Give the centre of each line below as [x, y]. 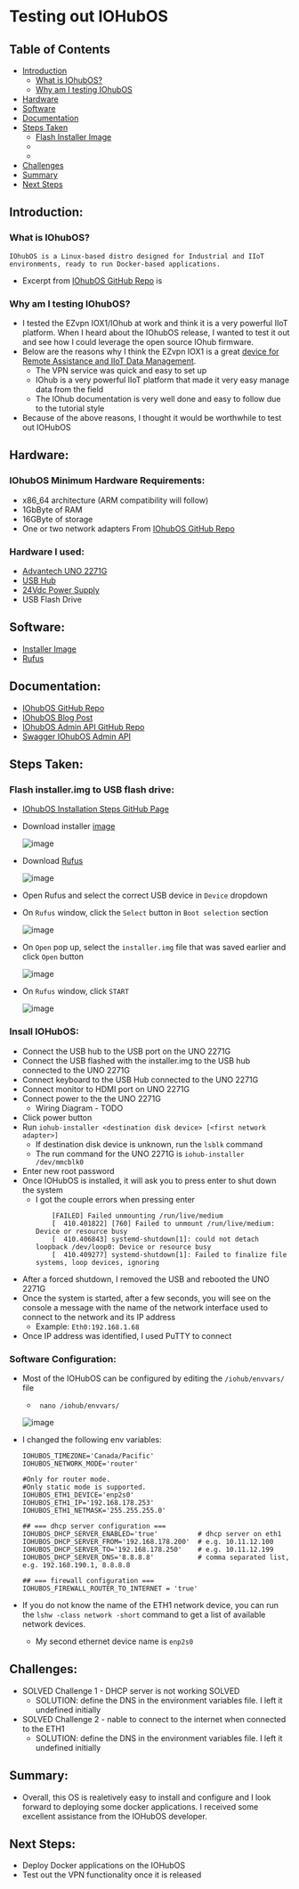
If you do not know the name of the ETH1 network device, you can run [150, 1605]
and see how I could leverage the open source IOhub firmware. [137, 341]
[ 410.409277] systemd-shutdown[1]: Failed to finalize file [170, 1254]
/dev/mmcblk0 [60, 1162]
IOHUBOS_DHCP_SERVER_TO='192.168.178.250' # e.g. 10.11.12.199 [148, 1549]
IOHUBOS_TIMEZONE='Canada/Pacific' [88, 1456]
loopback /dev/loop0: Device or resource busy [123, 1247]
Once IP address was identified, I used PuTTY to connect [127, 1335]
